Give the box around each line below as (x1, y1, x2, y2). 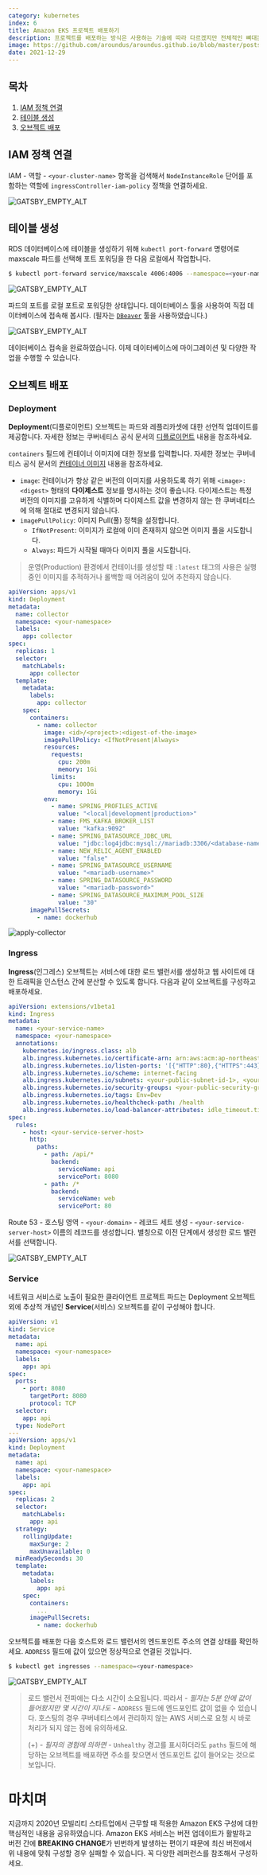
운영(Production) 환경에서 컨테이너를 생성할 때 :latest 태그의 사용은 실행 (27, 562, 257, 571)
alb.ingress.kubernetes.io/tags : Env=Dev (22, 1091, 161, 1099)
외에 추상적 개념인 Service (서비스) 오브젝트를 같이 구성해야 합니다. (8, 1302, 216, 1312)
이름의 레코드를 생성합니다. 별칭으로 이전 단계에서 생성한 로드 (52, 1227, 242, 1237)
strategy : (15, 1525, 48, 1533)
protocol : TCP (29, 1399, 77, 1408)
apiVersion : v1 (8, 1318, 59, 1326)
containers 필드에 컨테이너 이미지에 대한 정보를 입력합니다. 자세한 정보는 (8, 449, 234, 458)
